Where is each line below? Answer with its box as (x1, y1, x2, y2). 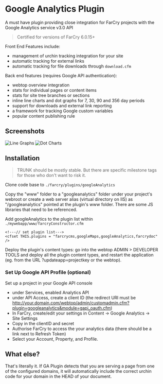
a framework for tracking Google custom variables (12, 108, 113, 114)
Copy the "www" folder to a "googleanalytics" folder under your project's (5, 191, 152, 197)
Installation (5, 154, 40, 162)
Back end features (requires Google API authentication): (5, 72, 117, 78)
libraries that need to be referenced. (5, 207, 77, 212)
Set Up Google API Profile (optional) (5, 269, 91, 276)
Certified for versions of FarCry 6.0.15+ (17, 34, 95, 40)
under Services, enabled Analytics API (12, 289, 89, 295)
